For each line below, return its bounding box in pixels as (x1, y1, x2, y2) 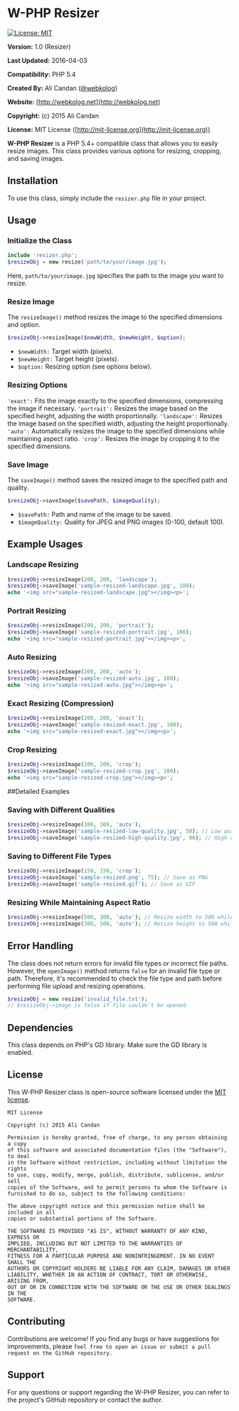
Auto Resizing (7, 652, 57, 662)
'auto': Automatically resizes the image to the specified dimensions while (7, 426, 225, 435)
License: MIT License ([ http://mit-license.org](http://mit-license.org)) (7, 125, 211, 133)
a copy (7, 1140, 27, 1147)
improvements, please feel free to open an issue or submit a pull (7, 1342, 211, 1350)
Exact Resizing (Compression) (7, 698, 115, 708)
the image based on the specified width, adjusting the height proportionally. (7, 419, 230, 428)
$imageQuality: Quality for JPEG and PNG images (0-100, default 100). (17, 517, 225, 526)
